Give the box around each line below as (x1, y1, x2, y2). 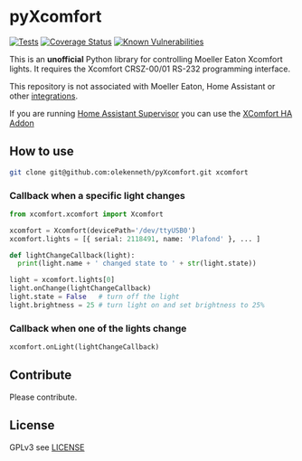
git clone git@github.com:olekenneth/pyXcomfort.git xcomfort (9, 167, 249, 177)
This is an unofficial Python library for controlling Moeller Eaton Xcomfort (9, 53, 283, 64)
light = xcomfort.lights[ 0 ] (9, 276, 116, 285)
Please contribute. (9, 391, 78, 402)
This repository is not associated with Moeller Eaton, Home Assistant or (9, 80, 276, 91)
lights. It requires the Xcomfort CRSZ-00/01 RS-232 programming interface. (9, 63, 291, 74)
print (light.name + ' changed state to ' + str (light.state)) (17, 259, 257, 268)
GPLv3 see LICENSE (9, 441, 85, 453)
